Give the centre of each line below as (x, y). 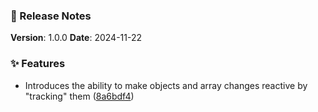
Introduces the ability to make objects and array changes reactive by (166, 85)
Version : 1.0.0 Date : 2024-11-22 (76, 38)
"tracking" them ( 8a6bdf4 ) (79, 96)
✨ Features (38, 64)
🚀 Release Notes (51, 16)
